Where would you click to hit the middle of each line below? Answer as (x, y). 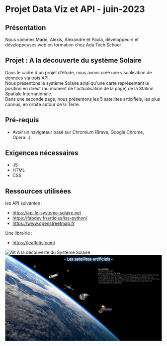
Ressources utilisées (38, 191)
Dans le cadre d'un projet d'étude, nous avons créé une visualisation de (79, 72)
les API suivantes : (24, 203)
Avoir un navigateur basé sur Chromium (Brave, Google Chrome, (78, 132)
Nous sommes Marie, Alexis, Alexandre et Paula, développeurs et (72, 39)
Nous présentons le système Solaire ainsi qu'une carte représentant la (77, 83)
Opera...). (22, 137)
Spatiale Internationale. (29, 94)
